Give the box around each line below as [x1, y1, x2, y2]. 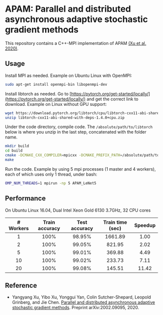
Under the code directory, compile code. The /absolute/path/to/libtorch [5, 124, 153, 130]
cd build [5, 148, 23, 153]
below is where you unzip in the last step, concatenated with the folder [5, 129, 147, 135]
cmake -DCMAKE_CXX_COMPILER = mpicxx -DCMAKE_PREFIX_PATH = [5, 153, 123, 158]
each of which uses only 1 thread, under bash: [5, 171, 98, 177]
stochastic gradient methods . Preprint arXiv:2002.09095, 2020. [12, 305, 139, 311]
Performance [5, 194, 46, 203]
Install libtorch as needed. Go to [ [5, 91, 71, 97]
